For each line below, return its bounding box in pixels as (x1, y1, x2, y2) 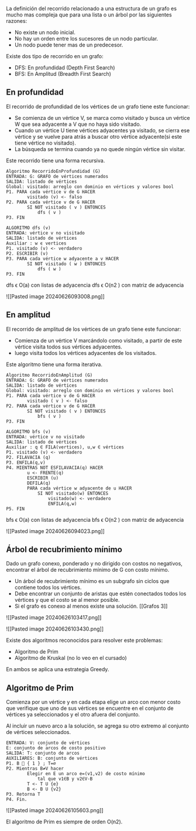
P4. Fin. (6, 796, 27, 803)
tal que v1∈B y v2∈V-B (37, 776, 93, 782)
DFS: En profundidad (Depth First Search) (14, 64, 115, 71)
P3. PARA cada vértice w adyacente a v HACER (6, 256, 119, 262)
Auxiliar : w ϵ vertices (6, 240, 67, 246)
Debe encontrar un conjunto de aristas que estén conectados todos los (14, 590, 187, 597)
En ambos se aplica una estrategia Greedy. (6, 666, 109, 673)
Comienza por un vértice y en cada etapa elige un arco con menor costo (6, 699, 181, 706)
